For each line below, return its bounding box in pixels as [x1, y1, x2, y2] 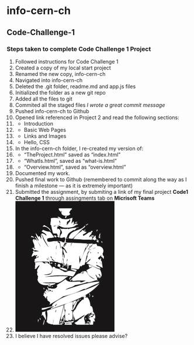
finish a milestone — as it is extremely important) [15, 182, 133, 189]
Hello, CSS [23, 138, 50, 145]
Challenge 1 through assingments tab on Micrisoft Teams [15, 194, 155, 201]
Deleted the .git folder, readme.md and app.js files [15, 83, 136, 90]
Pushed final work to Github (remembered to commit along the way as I [15, 176, 187, 183]
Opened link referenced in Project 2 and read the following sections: [15, 114, 180, 121]
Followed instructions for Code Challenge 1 [15, 58, 119, 65]
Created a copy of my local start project [15, 64, 112, 71]
